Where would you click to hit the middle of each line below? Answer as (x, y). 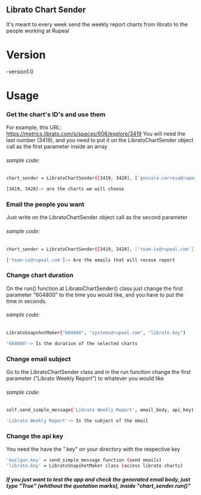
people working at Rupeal (38, 31)
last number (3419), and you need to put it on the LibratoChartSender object (100, 140)
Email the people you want (45, 204)
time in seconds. (27, 301)
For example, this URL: (34, 128)
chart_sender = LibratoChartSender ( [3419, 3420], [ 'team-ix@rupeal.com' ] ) (101, 249)
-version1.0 (20, 71)
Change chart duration (40, 275)
